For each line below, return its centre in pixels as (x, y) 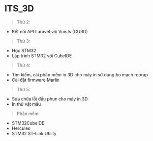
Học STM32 (24, 50)
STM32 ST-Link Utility (34, 133)
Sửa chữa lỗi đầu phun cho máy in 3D (50, 99)
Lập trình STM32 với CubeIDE (42, 56)
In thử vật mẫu (26, 104)
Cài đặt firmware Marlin (35, 80)
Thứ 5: (23, 89)
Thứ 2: (23, 22)
